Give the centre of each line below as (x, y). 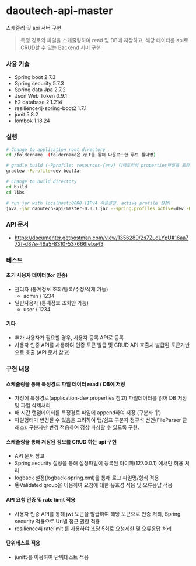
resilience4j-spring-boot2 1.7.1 (50, 108)
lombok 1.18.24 (32, 121)
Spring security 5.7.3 (39, 84)
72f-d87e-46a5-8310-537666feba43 (59, 243)
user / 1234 (37, 309)
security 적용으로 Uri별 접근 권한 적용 (57, 521)
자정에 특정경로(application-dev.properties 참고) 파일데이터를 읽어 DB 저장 (101, 398)
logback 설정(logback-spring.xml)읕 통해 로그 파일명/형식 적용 (87, 478)
